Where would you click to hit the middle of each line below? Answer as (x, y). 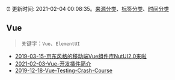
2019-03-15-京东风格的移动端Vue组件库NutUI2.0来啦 (81, 56)
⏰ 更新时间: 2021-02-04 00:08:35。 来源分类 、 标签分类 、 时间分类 (88, 9)
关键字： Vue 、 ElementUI (50, 43)
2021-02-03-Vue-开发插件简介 (53, 63)
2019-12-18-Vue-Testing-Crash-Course (64, 70)
